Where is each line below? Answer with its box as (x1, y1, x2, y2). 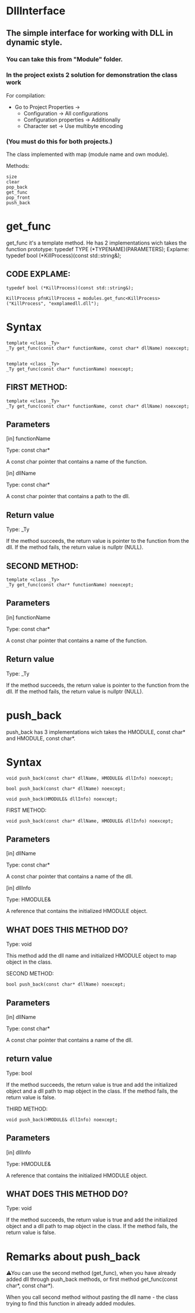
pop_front (6, 195, 31, 201)
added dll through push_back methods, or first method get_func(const (6, 1276, 178, 1283)
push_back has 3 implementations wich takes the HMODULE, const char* (6, 728, 186, 736)
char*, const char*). (6, 1282, 55, 1289)
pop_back (6, 185, 28, 190)
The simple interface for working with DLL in (6, 28, 174, 38)
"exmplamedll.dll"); (48, 301, 100, 307)
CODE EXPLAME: (6, 269, 71, 279)
